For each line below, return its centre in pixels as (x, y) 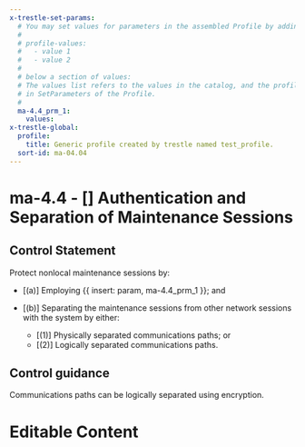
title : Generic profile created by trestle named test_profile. (150, 144)
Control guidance (60, 373)
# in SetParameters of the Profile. (87, 94)
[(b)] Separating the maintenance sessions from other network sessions (157, 308)
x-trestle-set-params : (52, 18)
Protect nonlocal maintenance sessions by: (90, 273)
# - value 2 (44, 60)
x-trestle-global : (44, 128)
